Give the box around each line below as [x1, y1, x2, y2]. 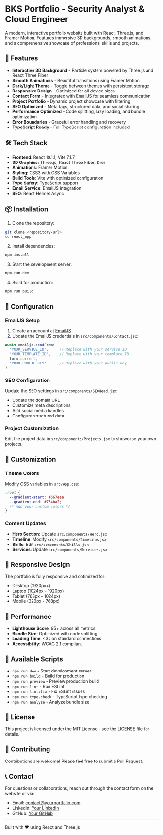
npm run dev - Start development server [12, 668, 92, 674]
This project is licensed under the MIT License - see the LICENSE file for [5, 726, 149, 732]
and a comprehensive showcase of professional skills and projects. [5, 40, 139, 46]
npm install [5, 253, 29, 257]
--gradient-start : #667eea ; [9, 495, 66, 500]
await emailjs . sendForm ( [5, 343, 55, 347]
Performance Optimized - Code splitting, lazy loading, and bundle [12, 109, 146, 114]
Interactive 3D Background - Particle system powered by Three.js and [12, 67, 154, 73]
